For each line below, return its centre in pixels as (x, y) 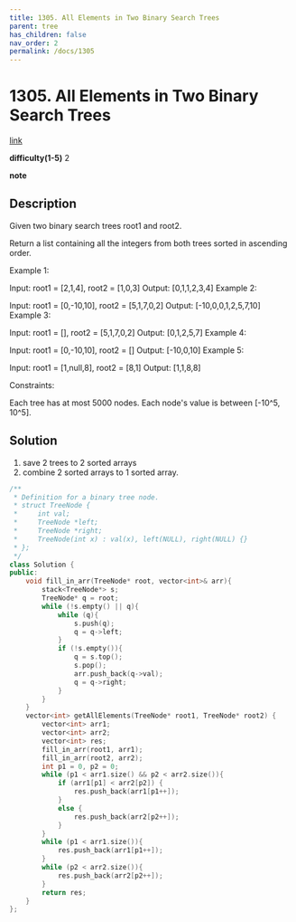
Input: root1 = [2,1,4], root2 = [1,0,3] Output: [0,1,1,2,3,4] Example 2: (133, 288)
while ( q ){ (78, 615)
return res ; (65, 892)
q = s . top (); (98, 657)
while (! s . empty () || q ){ (91, 606)
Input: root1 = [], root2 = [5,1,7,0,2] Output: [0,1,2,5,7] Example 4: (128, 332)
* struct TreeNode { (52, 506)
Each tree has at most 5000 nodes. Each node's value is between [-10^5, (145, 403)
